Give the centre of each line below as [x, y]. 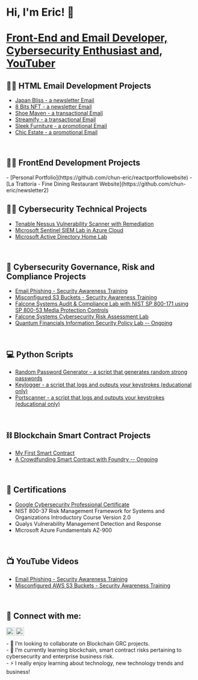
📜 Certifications [36, 490]
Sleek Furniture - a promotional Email [61, 126]
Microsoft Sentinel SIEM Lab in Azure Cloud [69, 230]
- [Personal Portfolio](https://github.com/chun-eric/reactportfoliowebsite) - [99, 177]
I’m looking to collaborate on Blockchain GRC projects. [82, 643]
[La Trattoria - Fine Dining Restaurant [52, 184]
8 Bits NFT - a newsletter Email [53, 107]
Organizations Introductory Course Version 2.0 [73, 517]
